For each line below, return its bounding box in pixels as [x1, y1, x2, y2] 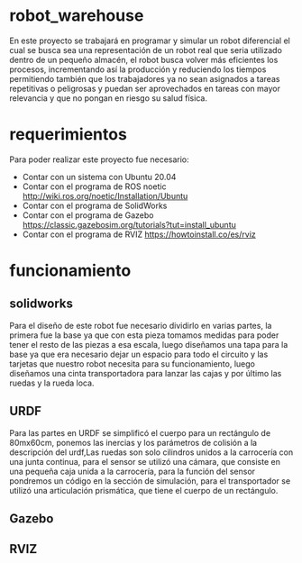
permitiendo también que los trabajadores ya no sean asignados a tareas [9, 73, 280, 84]
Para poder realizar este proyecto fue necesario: [9, 154, 189, 165]
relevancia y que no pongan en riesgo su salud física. [9, 92, 207, 104]
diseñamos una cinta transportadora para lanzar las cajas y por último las [9, 368, 282, 378]
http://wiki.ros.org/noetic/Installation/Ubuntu [22, 190, 188, 201]
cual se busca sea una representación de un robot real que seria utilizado [9, 44, 282, 55]
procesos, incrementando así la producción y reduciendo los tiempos [9, 64, 267, 75]
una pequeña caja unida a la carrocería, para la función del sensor [9, 466, 255, 477]
